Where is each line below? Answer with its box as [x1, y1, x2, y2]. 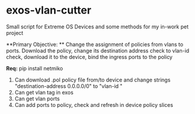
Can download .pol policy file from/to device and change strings [14, 76, 171, 83]
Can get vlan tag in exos [14, 89, 74, 96]
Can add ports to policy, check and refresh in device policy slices [14, 101, 174, 108]
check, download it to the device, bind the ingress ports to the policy [6, 53, 173, 60]
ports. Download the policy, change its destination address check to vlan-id [6, 47, 190, 54]
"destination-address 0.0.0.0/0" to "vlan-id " [14, 82, 123, 89]
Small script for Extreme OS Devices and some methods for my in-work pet [6, 23, 189, 30]
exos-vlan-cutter [6, 4, 91, 17]
